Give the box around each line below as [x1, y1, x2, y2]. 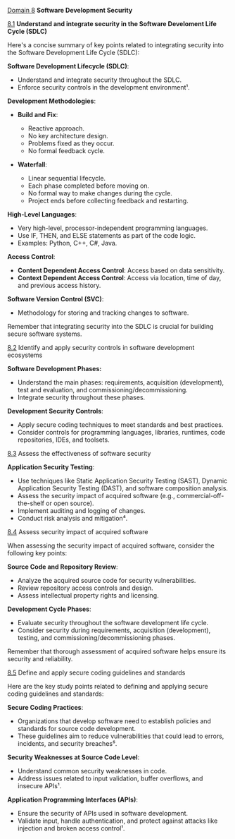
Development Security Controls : [7, 407, 103, 415]
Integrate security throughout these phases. [17, 393, 146, 402]
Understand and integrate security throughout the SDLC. [17, 76, 182, 84]
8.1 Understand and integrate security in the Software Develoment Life [7, 20, 217, 28]
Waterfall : [17, 160, 48, 169]
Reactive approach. [27, 124, 84, 133]
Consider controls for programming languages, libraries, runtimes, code [17, 428, 226, 436]
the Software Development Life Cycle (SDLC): [7, 49, 140, 56]
